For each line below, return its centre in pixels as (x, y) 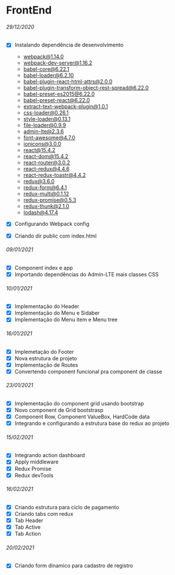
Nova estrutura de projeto (46, 358)
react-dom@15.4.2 (46, 157)
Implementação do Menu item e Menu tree (66, 320)
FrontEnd (29, 10)
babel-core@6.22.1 (46, 69)
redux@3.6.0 (39, 181)
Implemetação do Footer (44, 351)
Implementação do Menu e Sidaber (57, 313)
